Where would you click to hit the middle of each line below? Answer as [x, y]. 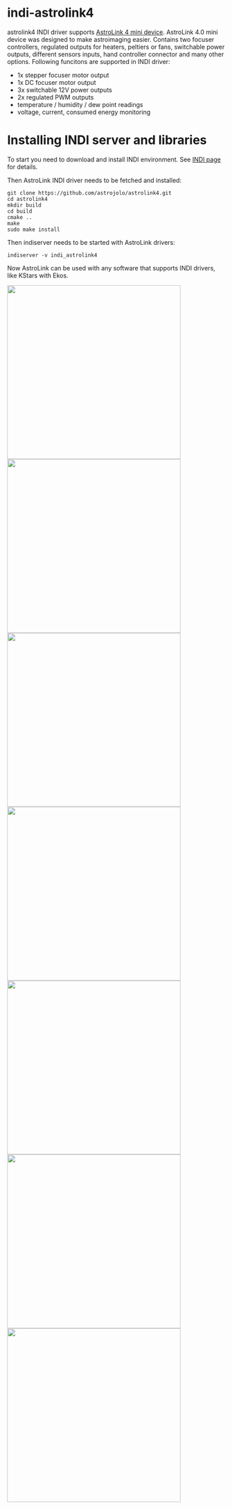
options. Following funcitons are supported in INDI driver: [89, 61]
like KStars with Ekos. [38, 275]
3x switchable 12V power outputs [64, 90]
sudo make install [34, 229]
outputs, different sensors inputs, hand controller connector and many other [116, 54]
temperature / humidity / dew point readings [80, 104]
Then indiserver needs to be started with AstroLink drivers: [91, 242]
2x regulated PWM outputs [55, 97]
